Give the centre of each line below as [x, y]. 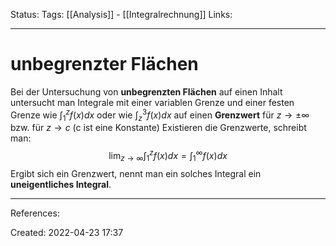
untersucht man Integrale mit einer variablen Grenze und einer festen [152, 102]
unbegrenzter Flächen [104, 64]
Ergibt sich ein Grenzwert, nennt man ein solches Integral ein [136, 173]
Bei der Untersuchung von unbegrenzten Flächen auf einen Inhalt [146, 91]
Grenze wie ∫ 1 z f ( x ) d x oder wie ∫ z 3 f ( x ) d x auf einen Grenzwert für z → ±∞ [160, 115]
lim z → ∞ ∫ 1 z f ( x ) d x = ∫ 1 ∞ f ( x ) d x [168, 156]
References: [35, 213]
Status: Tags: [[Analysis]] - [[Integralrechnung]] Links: [121, 14]
